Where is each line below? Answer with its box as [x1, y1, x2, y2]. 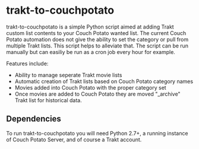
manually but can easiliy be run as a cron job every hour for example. [6, 48, 175, 55]
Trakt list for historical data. [14, 96, 82, 104]
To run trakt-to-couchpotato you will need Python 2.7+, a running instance [6, 129, 188, 137]
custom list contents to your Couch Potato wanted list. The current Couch [6, 29, 187, 36]
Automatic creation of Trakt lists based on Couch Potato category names [14, 78, 194, 85]
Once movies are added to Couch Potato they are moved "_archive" [14, 90, 181, 97]
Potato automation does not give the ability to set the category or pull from [6, 36, 189, 43]
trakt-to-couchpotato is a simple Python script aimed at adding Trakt [6, 23, 174, 30]
